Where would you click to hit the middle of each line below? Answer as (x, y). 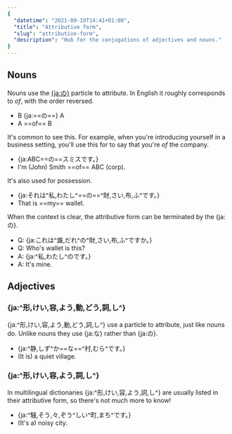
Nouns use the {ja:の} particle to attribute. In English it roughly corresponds (116, 93)
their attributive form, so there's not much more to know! (89, 400)
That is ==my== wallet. (51, 203)
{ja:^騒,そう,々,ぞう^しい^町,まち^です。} (74, 415)
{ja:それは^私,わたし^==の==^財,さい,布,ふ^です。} (89, 195)
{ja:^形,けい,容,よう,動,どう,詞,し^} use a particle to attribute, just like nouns (116, 324)
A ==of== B (35, 123)
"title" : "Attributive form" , (58, 27)
